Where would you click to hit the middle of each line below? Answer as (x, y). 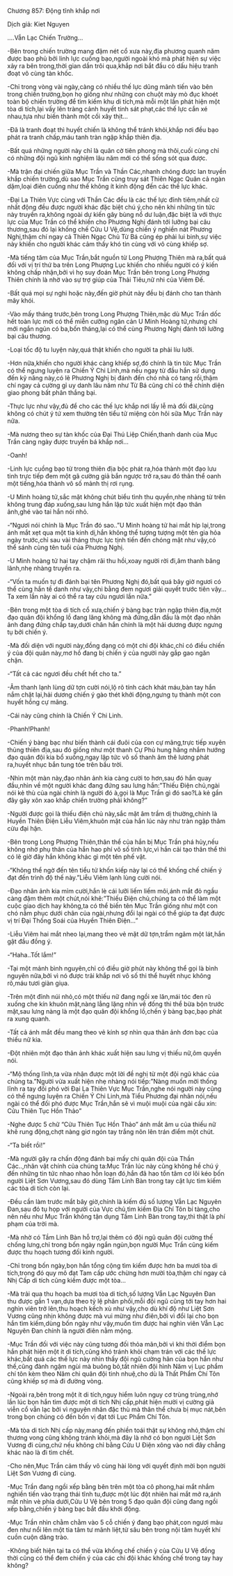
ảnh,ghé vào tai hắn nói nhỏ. (48, 512)
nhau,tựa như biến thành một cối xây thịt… (68, 116)
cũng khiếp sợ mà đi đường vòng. (55, 1381)
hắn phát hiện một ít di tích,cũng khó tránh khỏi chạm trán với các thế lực (112, 1351)
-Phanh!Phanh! (29, 729)
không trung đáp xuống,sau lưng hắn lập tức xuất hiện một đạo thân (105, 504)
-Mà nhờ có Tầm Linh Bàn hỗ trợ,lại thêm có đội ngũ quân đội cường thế (110, 1237)
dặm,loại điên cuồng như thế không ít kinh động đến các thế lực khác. (107, 186)
